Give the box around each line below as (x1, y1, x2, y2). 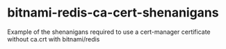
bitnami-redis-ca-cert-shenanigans (7, 5, 219, 21)
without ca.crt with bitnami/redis (7, 35, 100, 43)
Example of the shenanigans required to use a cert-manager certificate (7, 28, 211, 36)
